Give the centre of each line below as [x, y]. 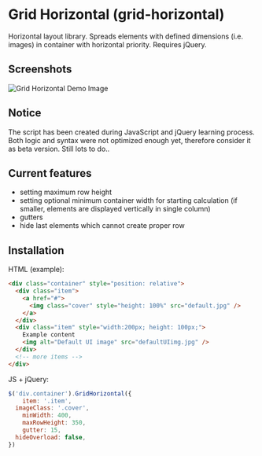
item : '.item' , [47, 401]
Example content [49, 335]
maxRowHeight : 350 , [54, 423]
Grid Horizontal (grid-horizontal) [116, 15]
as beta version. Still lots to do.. [59, 149]
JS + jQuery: [29, 379]
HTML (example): [36, 270]
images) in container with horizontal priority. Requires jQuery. [107, 44]
